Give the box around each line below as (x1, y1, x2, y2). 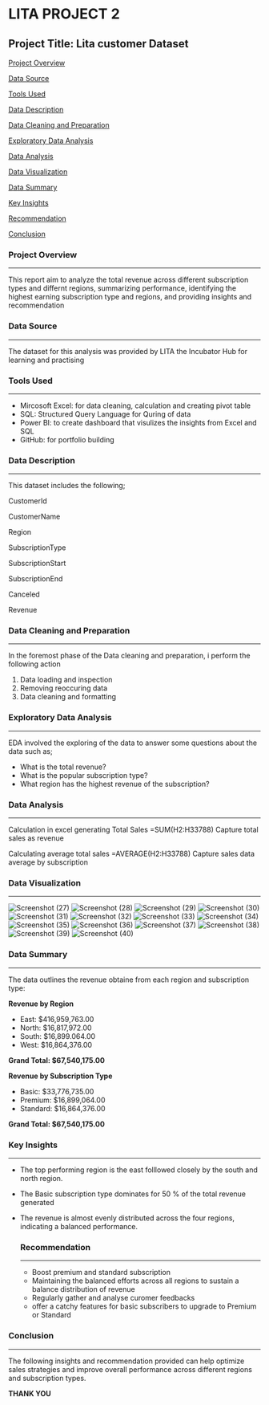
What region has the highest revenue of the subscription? (19, 779, 210, 788)
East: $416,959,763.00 (19, 1014, 94, 1024)
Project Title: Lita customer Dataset (8, 37, 189, 51)
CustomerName (8, 511, 61, 522)
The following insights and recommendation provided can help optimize (8, 1356, 245, 1366)
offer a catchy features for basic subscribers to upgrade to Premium (31, 1301, 257, 1311)
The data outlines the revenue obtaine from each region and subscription (8, 975, 250, 984)
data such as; (8, 746, 54, 755)
